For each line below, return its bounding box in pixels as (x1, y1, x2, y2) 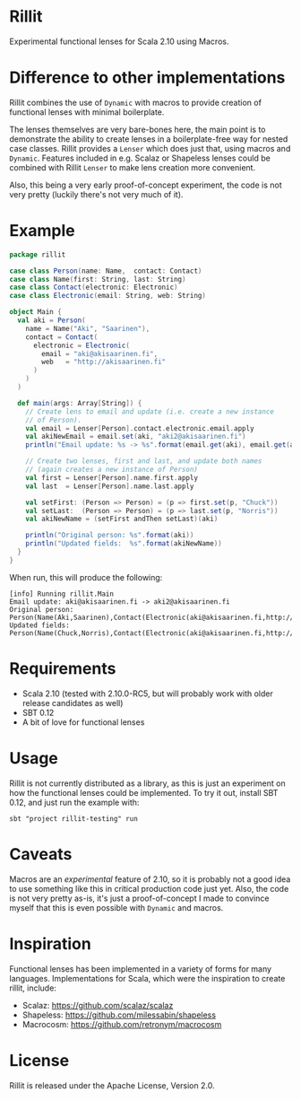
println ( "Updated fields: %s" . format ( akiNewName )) (25, 539, 222, 548)
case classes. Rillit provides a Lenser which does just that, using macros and (9, 143, 291, 153)
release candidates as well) (21, 697, 124, 708)
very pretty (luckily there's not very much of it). (9, 188, 184, 199)
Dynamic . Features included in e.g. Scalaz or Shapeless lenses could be (9, 153, 271, 163)
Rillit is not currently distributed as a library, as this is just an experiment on (9, 778, 286, 789)
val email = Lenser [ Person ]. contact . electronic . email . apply (25, 423, 254, 432)
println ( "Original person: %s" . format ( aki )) (25, 531, 194, 540)
